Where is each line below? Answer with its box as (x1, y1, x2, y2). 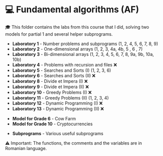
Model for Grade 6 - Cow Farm (12, 115, 76, 121)
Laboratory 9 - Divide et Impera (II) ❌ (12, 84, 89, 90)
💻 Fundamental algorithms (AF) (5, 4, 140, 15)
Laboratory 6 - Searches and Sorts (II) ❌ (12, 72, 96, 78)
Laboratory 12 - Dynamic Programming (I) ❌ (12, 100, 103, 106)
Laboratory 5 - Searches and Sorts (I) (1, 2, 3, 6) (12, 67, 111, 73)
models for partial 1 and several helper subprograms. (5, 31, 113, 37)
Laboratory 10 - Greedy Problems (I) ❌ (12, 89, 92, 95)
